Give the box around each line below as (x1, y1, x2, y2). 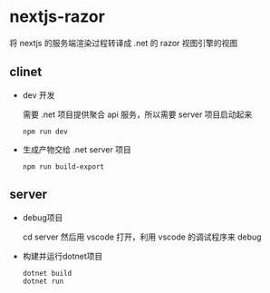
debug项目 (22, 211, 63, 223)
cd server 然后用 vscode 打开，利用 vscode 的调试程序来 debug (22, 231, 262, 242)
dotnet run (22, 277, 64, 286)
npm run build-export (22, 161, 104, 171)
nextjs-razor (9, 6, 106, 27)
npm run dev (22, 127, 68, 136)
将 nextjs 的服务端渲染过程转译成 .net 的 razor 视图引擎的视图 (9, 37, 238, 48)
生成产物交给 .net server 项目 (22, 143, 131, 155)
